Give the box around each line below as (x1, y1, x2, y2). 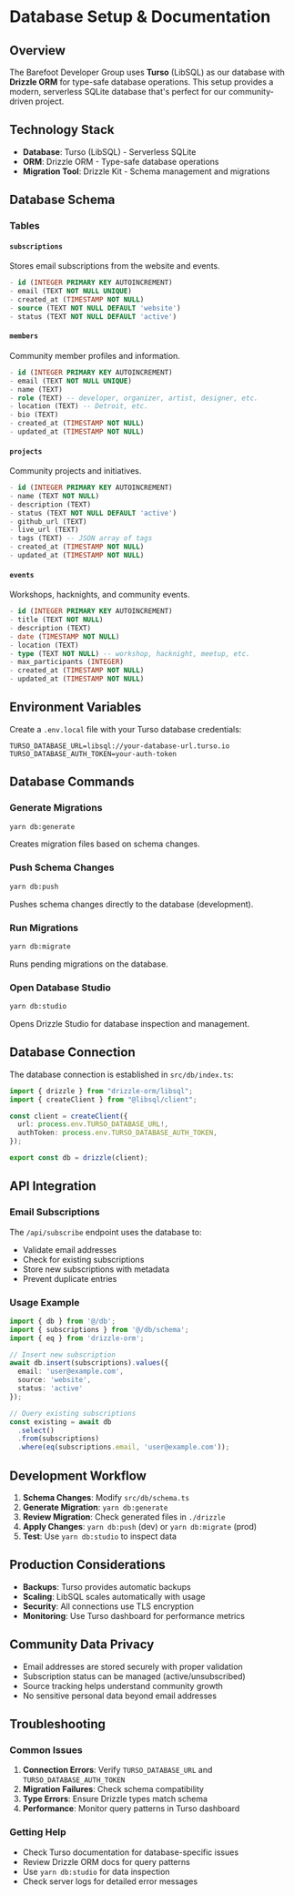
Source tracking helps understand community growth (22, 1680, 223, 1691)
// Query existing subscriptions (9, 1409, 137, 1418)
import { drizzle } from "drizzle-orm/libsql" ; (9, 1086, 194, 1095)
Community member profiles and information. (9, 350, 180, 361)
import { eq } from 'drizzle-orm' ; (9, 1333, 145, 1343)
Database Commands (9, 774, 135, 790)
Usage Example (9, 1296, 80, 1308)
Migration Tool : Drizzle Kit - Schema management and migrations (22, 166, 270, 177)
